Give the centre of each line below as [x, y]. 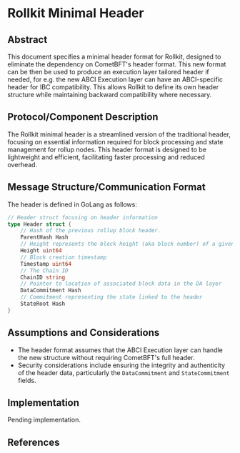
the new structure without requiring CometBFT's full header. [106, 357]
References [34, 442]
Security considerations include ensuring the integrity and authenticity [121, 365]
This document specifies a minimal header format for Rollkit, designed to [114, 56]
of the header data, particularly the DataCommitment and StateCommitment [124, 372]
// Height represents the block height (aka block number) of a [118, 244]
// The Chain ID [45, 270]
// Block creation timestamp [64, 257]
